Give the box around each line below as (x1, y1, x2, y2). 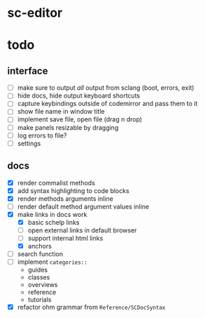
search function (17, 250, 63, 258)
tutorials (27, 296, 52, 304)
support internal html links (27, 234, 104, 242)
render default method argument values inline (17, 202, 150, 211)
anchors (27, 242, 52, 250)
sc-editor (7, 5, 63, 21)
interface (7, 65, 48, 77)
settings (17, 139, 41, 147)
